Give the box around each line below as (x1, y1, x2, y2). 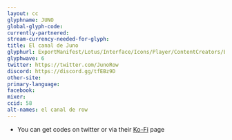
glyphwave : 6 (7, 55, 45, 62)
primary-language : (7, 81, 60, 88)
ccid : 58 (7, 100, 32, 107)
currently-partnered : (7, 29, 70, 37)
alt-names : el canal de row (7, 106, 88, 113)
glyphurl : (7, 49, 36, 56)
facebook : (7, 87, 36, 94)
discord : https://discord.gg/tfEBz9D (7, 68, 116, 74)
